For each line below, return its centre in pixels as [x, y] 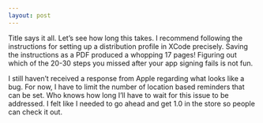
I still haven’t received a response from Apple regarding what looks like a [126, 78]
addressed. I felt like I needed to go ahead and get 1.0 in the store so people [131, 103]
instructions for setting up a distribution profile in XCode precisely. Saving [128, 46]
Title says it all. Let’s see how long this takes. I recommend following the [126, 38]
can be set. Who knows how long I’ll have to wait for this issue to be [118, 95]
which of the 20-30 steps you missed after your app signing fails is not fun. [131, 63]
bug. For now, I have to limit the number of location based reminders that [126, 87]
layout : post [30, 15]
